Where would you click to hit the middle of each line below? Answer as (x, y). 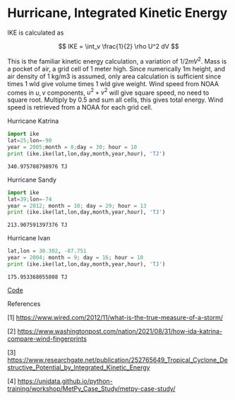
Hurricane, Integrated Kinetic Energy (117, 13)
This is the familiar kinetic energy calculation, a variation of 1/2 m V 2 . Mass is (117, 60)
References (24, 304)
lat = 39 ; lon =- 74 (30, 199)
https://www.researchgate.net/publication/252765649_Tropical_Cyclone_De (117, 360)
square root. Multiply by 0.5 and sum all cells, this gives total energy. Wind (115, 100)
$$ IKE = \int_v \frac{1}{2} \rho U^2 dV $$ (119, 46)
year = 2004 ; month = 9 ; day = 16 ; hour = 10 (76, 258)
